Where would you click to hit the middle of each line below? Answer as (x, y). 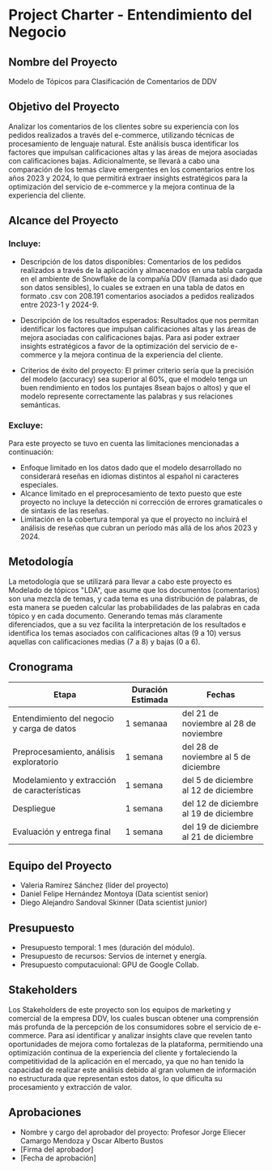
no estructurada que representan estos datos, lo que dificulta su (115, 1078)
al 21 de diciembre (217, 837)
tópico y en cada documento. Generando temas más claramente (115, 615)
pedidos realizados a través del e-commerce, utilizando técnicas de (121, 134)
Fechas (221, 695)
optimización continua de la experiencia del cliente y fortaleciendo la (123, 1052)
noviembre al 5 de (216, 757)
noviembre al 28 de (219, 724)
